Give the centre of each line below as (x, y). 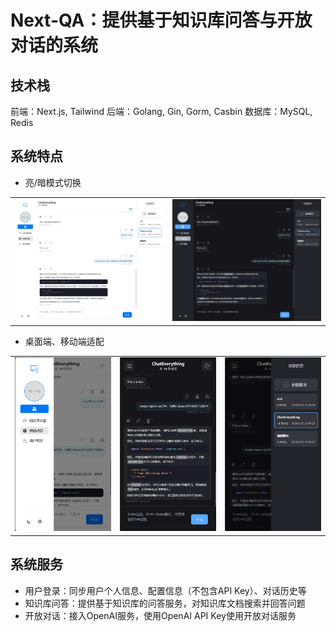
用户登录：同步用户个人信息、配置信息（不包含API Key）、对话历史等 (165, 590)
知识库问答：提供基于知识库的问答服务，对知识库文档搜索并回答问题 (165, 603)
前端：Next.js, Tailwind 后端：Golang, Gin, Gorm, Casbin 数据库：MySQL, (161, 111)
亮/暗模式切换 (53, 182)
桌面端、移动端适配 (64, 341)
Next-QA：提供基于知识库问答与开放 (161, 20)
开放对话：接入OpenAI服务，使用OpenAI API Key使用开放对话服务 (160, 615)
